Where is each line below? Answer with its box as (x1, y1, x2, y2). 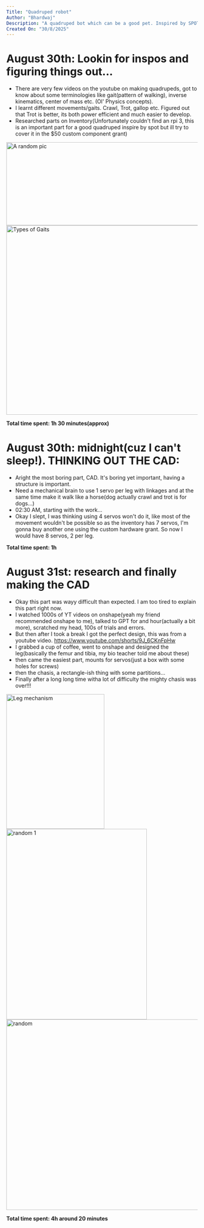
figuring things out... (6, 65, 114, 79)
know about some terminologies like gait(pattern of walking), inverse (15, 92, 187, 99)
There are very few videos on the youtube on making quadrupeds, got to (15, 85, 197, 92)
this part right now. (15, 605, 63, 612)
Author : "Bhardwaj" (6, 15, 56, 21)
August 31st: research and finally (6, 565, 177, 579)
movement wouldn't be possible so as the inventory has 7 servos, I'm (15, 519, 189, 527)
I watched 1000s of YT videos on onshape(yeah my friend (15, 611, 161, 618)
